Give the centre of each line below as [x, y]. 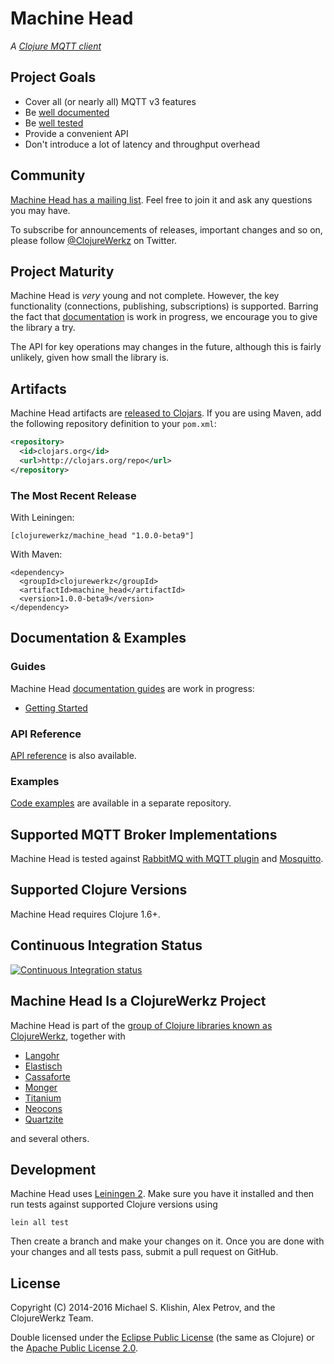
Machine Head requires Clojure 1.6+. [85, 914]
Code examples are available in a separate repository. [121, 803]
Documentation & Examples [98, 638]
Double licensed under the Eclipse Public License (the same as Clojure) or [162, 1338]
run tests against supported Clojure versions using [114, 1204]
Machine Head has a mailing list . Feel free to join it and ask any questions [161, 199]
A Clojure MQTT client [56, 46]
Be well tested [54, 123]
